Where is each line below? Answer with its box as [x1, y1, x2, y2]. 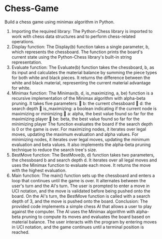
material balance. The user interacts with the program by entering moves [11, 219, 157, 224]
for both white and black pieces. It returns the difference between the [11, 75, 150, 80]
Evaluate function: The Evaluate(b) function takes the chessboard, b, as [11, 64, 154, 70]
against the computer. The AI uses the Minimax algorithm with [11, 208, 135, 214]
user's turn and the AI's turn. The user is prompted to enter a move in [11, 183, 150, 189]
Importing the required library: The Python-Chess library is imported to [11, 28, 153, 34]
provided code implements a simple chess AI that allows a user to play [11, 203, 152, 209]
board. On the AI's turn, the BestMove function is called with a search [11, 193, 150, 199]
